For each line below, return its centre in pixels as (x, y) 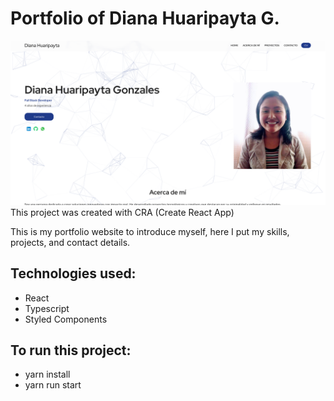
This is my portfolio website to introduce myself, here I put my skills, (150, 231)
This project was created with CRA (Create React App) (122, 212)
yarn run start (53, 385)
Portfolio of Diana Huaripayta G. (145, 18)
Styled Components (66, 319)
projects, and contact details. (70, 242)
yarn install (47, 374)
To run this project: (71, 350)
